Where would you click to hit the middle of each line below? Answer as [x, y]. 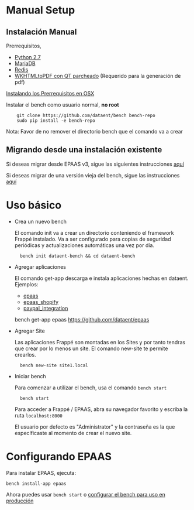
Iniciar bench [30, 376]
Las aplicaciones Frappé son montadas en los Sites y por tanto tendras [100, 342]
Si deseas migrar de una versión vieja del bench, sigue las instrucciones [93, 175]
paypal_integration [46, 308]
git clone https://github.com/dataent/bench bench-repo [86, 115]
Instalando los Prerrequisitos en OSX [50, 93]
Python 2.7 [27, 57]
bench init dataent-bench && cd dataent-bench [78, 256]
